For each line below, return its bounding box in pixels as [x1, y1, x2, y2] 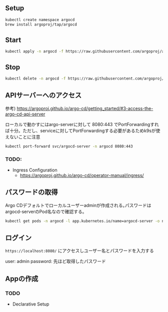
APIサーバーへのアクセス [5, 91, 81, 99]
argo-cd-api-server [5, 111, 45, 117]
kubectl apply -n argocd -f [5, 49, 64, 54]
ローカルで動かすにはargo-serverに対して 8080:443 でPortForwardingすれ [5, 121, 159, 127]
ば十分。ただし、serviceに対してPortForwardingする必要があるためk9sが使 [5, 127, 160, 133]
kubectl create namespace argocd [5, 17, 75, 22]
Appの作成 [5, 274, 38, 283]
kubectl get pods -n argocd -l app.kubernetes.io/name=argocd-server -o [5, 218, 160, 223]
